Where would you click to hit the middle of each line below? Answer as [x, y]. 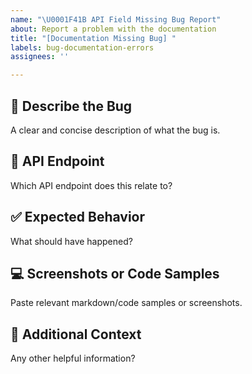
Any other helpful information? [73, 358]
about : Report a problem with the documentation [113, 29]
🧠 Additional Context [76, 334]
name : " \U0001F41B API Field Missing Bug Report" [116, 19]
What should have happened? [71, 241]
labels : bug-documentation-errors [82, 47]
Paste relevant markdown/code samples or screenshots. [126, 303]
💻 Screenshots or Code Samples [115, 273]
